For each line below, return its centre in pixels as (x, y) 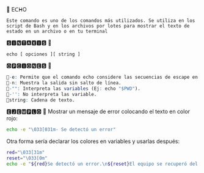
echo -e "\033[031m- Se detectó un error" (61, 130)
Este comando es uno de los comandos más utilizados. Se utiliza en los (101, 21)
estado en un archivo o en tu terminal (57, 31)
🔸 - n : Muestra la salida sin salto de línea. (64, 83)
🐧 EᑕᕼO (16, 9)
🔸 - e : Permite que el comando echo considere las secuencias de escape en (102, 77)
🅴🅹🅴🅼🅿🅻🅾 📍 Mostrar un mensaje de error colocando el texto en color (98, 112)
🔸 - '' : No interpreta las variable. (52, 94)
